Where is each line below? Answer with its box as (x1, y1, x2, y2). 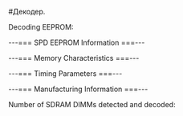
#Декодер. (8, 7, 46, 16)
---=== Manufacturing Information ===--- (8, 84, 148, 94)
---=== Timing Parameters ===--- (8, 69, 123, 78)
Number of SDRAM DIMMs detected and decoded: (8, 100, 176, 109)
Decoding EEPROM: (8, 22, 74, 31)
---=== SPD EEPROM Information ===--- (8, 38, 145, 47)
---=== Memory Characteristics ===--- (8, 54, 140, 62)
